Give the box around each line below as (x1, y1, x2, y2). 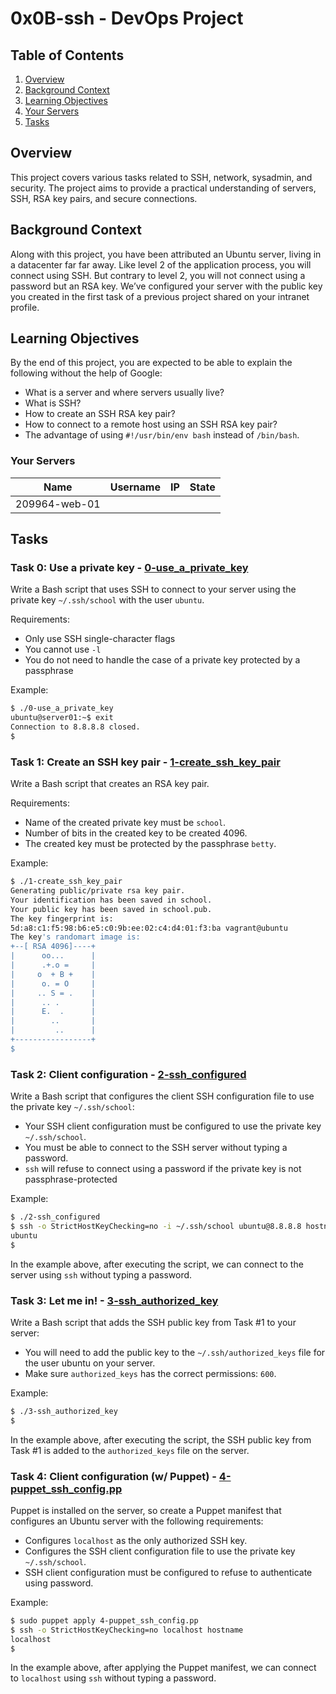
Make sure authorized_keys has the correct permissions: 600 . (24, 1367, 277, 1379)
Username (109, 480, 161, 494)
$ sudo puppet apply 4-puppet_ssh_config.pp (10, 1615, 199, 1626)
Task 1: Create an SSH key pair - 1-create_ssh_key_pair (10, 755, 281, 769)
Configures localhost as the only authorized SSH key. (24, 1534, 248, 1546)
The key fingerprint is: (10, 913, 114, 924)
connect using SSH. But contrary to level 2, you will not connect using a (10, 269, 306, 281)
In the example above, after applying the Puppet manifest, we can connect (10, 1662, 317, 1674)
